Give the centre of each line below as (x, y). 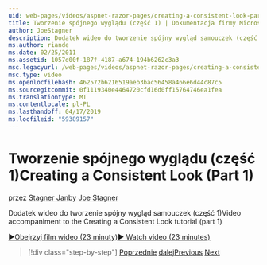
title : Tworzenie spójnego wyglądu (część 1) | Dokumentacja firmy (122, 23)
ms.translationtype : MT (48, 97)
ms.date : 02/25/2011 (43, 53)
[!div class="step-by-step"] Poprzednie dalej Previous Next (124, 252)
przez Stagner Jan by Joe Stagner (64, 197)
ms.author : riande (39, 45)
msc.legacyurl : (33, 68)
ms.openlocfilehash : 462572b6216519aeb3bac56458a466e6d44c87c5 (115, 82)
